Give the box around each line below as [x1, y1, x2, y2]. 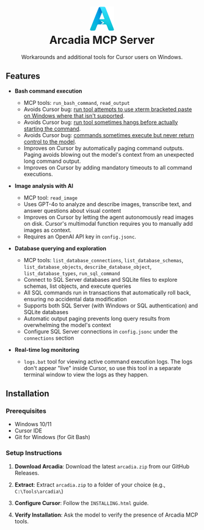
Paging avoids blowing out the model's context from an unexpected [23, 151, 194, 158]
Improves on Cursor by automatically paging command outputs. [23, 144, 184, 152]
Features [5, 71, 40, 82]
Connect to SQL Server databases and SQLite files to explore [23, 276, 178, 283]
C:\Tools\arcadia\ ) [14, 487, 64, 495]
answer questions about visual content [23, 207, 122, 214]
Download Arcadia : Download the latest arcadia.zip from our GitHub [14, 462, 190, 470]
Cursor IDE [14, 427, 42, 434]
